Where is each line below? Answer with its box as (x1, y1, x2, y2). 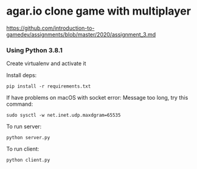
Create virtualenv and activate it (6, 60, 86, 67)
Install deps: (6, 72, 37, 79)
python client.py (6, 157, 50, 164)
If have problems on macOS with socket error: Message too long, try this (6, 94, 188, 102)
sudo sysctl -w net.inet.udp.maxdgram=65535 (6, 112, 121, 119)
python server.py (6, 135, 50, 141)
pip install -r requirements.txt (6, 83, 91, 89)
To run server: (6, 123, 42, 130)
